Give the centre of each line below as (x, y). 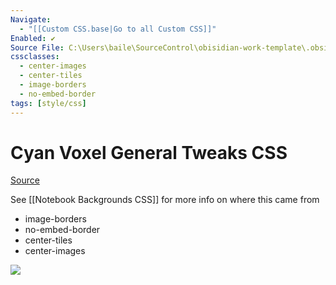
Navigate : (31, 19)
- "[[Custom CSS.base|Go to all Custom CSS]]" (118, 29)
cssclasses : (35, 57)
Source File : (37, 47)
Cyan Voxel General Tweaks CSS (149, 152)
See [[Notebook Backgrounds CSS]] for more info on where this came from (165, 200)
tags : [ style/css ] (48, 103)
